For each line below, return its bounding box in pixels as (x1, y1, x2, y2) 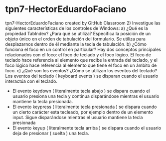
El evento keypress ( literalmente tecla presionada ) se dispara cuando (12, 104, 157, 110)
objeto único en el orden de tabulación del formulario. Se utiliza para (5, 36, 146, 42)
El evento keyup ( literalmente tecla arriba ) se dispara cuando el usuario (12, 125, 162, 131)
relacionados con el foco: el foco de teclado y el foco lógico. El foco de (5, 51, 151, 58)
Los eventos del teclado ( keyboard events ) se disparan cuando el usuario (5, 73, 159, 79)
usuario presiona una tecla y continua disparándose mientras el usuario (12, 93, 160, 99)
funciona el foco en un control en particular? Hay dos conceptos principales (5, 46, 161, 52)
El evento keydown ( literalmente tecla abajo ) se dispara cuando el (12, 88, 150, 94)
